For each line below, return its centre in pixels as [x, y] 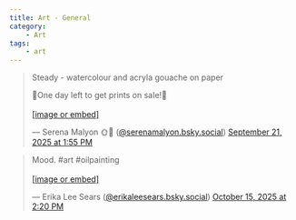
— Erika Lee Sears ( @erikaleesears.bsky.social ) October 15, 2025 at [159, 197]
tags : [20, 43]
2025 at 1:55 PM [62, 143]
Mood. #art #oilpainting [75, 160]
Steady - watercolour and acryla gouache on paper [128, 77]
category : [28, 26]
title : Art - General [50, 18]
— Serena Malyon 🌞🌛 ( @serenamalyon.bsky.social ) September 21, [157, 132]
